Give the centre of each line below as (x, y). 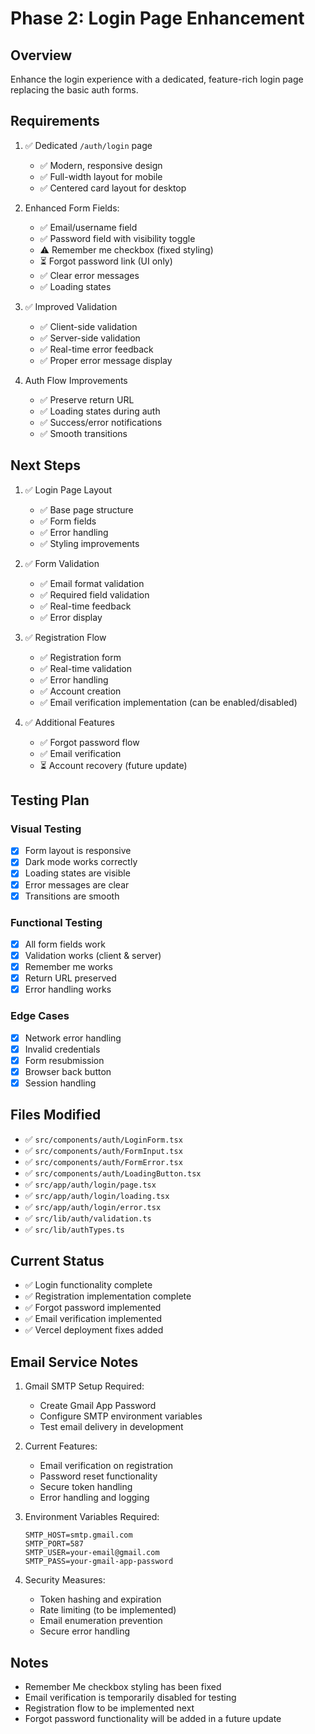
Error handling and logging (94, 1498)
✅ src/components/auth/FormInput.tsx (103, 1150)
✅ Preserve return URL (87, 399)
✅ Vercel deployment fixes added (94, 1330)
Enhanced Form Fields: (72, 208)
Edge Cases (40, 1016)
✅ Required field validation (94, 594)
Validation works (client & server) (93, 955)
